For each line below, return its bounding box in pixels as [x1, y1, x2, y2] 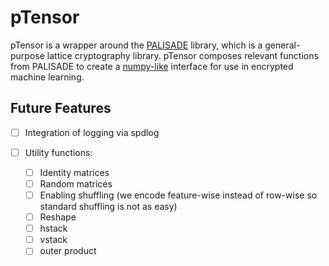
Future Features [10, 100, 112, 117]
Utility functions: [24, 146, 93, 158]
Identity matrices [39, 166, 110, 178]
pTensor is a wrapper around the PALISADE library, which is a [10, 39, 263, 51]
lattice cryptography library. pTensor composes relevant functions [46, 49, 319, 61]
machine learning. [10, 71, 85, 83]
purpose [10, 49, 45, 61]
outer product [39, 245, 97, 257]
